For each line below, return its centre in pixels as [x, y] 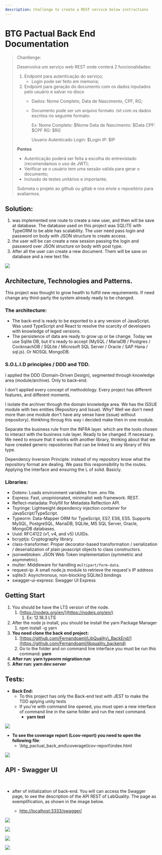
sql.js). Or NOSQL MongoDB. [41, 352]
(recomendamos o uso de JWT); [57, 164]
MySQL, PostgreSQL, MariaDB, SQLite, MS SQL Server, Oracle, [75, 524]
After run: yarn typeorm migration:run [51, 659]
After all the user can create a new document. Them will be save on [79, 251]
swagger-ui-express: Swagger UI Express [54, 580]
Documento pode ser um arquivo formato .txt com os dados [91, 110]
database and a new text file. [41, 257]
